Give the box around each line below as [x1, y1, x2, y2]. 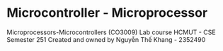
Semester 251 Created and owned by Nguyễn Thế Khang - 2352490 [6, 35, 206, 43]
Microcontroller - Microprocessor [6, 5, 208, 21]
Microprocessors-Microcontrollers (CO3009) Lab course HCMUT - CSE [6, 28, 217, 36]
